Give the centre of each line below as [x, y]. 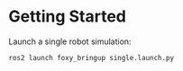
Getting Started [68, 17]
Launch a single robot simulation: [70, 41]
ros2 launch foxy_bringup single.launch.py [91, 58]
